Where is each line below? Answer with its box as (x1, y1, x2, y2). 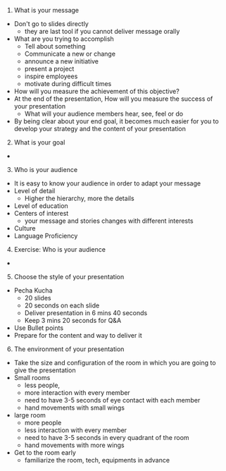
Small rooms (13, 374, 51, 381)
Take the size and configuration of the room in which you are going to (13, 359, 216, 367)
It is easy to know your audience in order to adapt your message (13, 179, 201, 188)
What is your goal (13, 138, 65, 147)
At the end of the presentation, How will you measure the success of (13, 94, 213, 103)
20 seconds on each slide (24, 301, 100, 310)
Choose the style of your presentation (13, 273, 125, 281)
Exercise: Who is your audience (13, 245, 106, 253)
